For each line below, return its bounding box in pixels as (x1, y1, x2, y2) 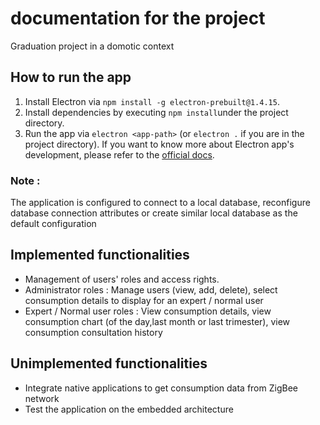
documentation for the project (10, 7, 266, 30)
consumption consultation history (24, 326, 163, 338)
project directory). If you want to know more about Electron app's (24, 138, 295, 150)
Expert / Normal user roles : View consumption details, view (24, 305, 272, 317)
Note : (10, 173, 41, 187)
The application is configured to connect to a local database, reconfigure (10, 197, 311, 209)
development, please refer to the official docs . (24, 148, 215, 161)
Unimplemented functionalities (10, 355, 208, 372)
